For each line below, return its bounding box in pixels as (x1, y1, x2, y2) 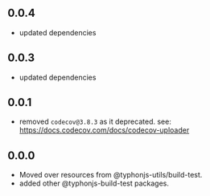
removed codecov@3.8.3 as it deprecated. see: (19, 116, 172, 127)
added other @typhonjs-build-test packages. (19, 178, 170, 188)
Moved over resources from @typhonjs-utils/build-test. (19, 170, 203, 180)
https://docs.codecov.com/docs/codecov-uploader (19, 125, 190, 135)
